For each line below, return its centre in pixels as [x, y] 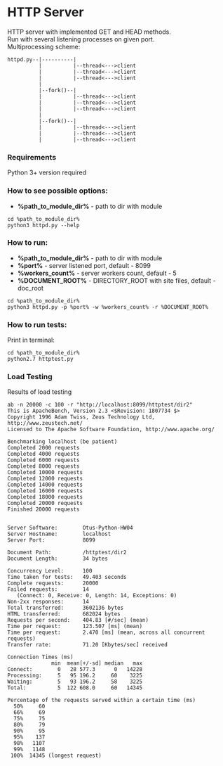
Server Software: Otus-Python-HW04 [70, 528]
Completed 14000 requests [45, 485]
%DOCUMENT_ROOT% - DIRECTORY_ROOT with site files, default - [116, 280]
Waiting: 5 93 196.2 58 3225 [75, 682]
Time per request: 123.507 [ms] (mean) [75, 627]
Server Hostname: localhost [59, 534]
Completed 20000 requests [45, 504]
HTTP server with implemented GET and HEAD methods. [89, 32]
